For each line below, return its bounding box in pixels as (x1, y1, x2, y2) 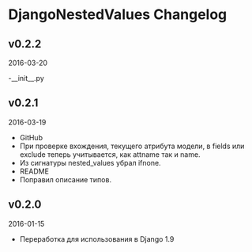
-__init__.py (8, 74, 45, 82)
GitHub (19, 132, 43, 142)
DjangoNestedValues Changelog (8, 6, 228, 24)
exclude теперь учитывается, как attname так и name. (19, 149, 201, 159)
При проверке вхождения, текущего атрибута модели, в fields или (19, 141, 245, 151)
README (19, 166, 50, 176)
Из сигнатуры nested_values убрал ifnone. (19, 158, 161, 167)
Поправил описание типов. (19, 174, 112, 184)
